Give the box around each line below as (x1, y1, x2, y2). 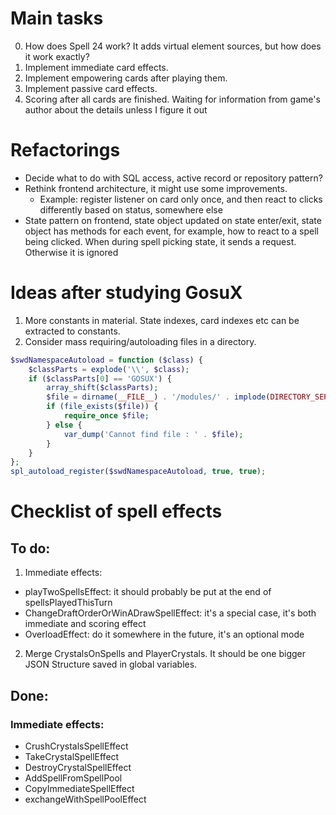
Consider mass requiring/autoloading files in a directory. (24, 335, 257, 347)
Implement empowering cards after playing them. (24, 72, 228, 84)
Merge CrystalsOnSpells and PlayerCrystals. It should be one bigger (24, 648, 307, 660)
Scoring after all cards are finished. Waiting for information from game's (24, 93, 321, 105)
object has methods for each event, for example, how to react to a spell (24, 225, 319, 237)
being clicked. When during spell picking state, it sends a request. (24, 235, 297, 247)
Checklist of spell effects (10, 500, 223, 523)
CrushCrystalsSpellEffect (24, 740, 129, 752)
